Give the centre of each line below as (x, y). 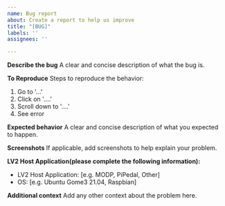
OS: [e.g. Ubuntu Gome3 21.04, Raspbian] (77, 182)
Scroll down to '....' (44, 106)
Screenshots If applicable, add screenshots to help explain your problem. (112, 148)
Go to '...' (30, 92)
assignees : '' (28, 39)
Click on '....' (35, 99)
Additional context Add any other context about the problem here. (102, 196)
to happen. (22, 135)
